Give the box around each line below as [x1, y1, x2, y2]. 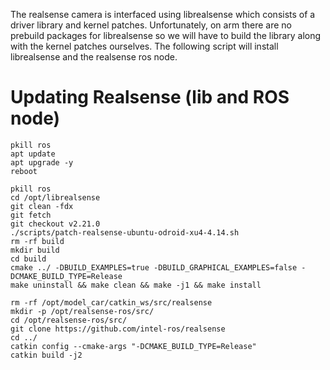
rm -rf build [10, 236, 65, 246]
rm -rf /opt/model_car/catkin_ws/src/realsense [10, 297, 213, 308]
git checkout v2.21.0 [10, 219, 101, 229]
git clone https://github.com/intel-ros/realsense [10, 324, 226, 334]
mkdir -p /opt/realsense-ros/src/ [10, 306, 155, 316]
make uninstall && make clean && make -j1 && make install [10, 280, 262, 290]
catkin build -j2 [10, 350, 83, 360]
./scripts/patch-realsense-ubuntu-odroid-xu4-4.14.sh [10, 227, 240, 238]
